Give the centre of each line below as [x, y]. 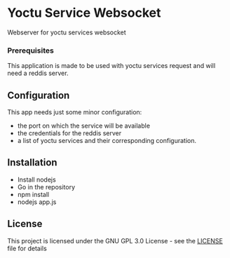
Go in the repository [46, 186]
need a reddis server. [38, 73]
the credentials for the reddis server [69, 133]
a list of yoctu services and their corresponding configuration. [107, 141]
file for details [27, 248]
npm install [33, 194]
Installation [32, 163]
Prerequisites [31, 50]
